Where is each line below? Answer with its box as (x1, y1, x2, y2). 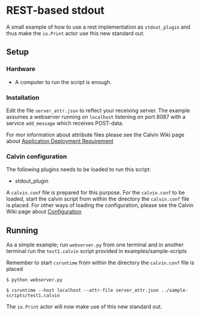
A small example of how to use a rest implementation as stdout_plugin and (6, 23, 190, 30)
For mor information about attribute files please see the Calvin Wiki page (6, 131, 185, 138)
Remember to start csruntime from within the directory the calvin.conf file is (6, 259, 195, 266)
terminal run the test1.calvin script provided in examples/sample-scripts (6, 248, 187, 255)
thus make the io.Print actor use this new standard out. (6, 29, 145, 36)
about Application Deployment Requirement (6, 137, 113, 144)
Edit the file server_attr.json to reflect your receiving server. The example (6, 107, 190, 114)
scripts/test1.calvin (6, 293, 60, 299)
